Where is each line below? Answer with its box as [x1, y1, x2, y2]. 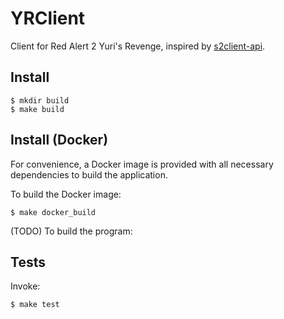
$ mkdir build [10, 95, 70, 106]
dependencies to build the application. [10, 168, 168, 181]
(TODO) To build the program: [10, 225, 133, 237]
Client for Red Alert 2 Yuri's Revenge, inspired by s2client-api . [10, 40, 266, 52]
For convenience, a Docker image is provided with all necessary [10, 158, 274, 170]
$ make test [10, 300, 60, 310]
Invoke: [10, 280, 41, 292]
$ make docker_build [10, 207, 97, 217]
